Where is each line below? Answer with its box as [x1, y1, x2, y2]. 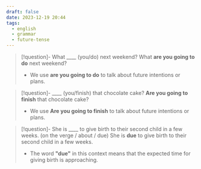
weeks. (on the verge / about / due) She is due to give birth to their [20, 132, 187, 139]
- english [11, 25, 36, 32]
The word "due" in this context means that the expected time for [29, 150, 191, 157]
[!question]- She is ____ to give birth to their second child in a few [20, 126, 182, 132]
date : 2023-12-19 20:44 [6, 14, 66, 20]
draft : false [6, 8, 39, 15]
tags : [6, 20, 20, 26]
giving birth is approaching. [29, 156, 98, 163]
